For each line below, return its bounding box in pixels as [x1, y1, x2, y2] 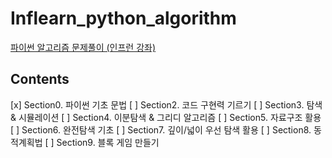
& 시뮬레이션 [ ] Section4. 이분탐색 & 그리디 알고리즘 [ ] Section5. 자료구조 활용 [10, 111, 322, 123]
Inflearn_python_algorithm [10, 7, 237, 30]
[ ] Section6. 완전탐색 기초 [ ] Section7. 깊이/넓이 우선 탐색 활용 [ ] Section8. [10, 123, 312, 136]
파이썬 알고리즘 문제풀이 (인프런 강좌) [10, 41, 157, 53]
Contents [10, 71, 70, 88]
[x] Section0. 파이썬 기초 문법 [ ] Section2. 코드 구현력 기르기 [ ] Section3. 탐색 [10, 98, 323, 111]
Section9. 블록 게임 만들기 [56, 136, 160, 148]
